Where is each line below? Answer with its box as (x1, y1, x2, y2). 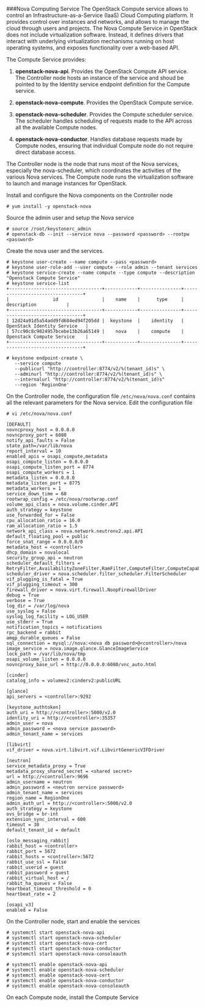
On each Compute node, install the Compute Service (6, 994, 139, 1001)
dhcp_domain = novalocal (6, 550, 70, 556)
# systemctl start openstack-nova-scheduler (6, 935, 121, 941)
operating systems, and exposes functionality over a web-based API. (6, 44, 180, 51)
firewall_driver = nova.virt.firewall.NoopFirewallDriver (6, 587, 157, 593)
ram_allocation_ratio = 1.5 (6, 523, 78, 529)
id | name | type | (52, 296, 184, 303)
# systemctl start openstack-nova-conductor (6, 945, 121, 951)
